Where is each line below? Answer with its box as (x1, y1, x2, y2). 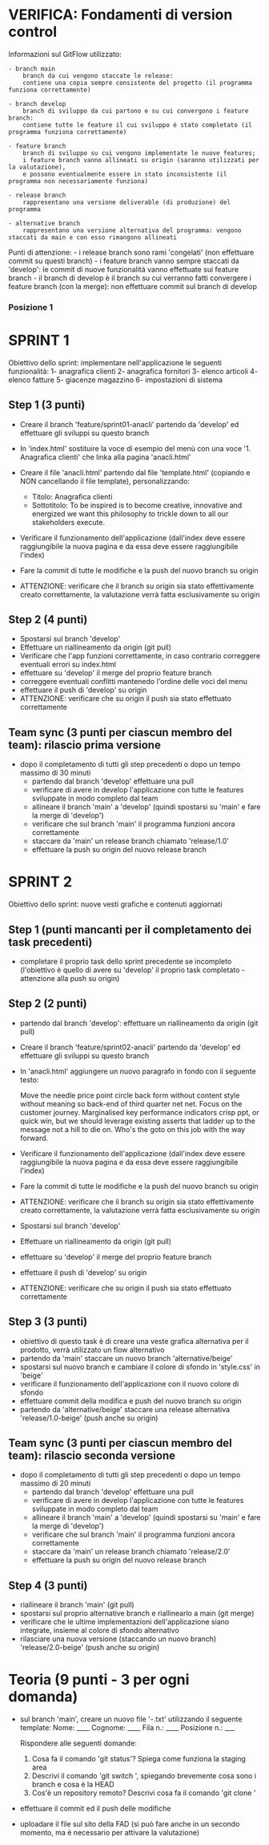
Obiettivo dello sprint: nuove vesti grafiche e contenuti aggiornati (8, 899, 223, 909)
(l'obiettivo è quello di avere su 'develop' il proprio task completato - (19, 965, 246, 975)
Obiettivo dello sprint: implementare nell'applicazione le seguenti (8, 357, 223, 367)
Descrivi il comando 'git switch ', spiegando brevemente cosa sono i (31, 1771, 257, 1781)
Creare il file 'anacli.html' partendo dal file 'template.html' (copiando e (19, 467, 251, 477)
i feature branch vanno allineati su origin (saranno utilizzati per (22, 156, 260, 164)
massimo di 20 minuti (19, 1479, 91, 1489)
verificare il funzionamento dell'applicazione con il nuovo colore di (19, 1379, 239, 1388)
